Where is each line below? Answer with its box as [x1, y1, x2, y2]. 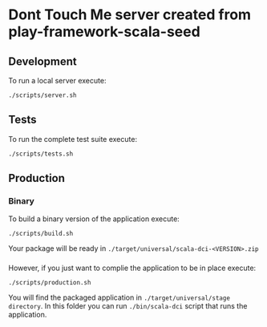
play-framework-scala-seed [8, 22, 200, 41]
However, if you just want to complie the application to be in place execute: [8, 263, 257, 273]
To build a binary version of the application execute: [8, 214, 180, 224]
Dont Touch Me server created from [8, 6, 251, 24]
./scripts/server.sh [8, 91, 78, 99]
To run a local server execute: [8, 76, 107, 85]
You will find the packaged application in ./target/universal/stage [8, 293, 231, 302]
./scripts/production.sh [8, 279, 91, 287]
